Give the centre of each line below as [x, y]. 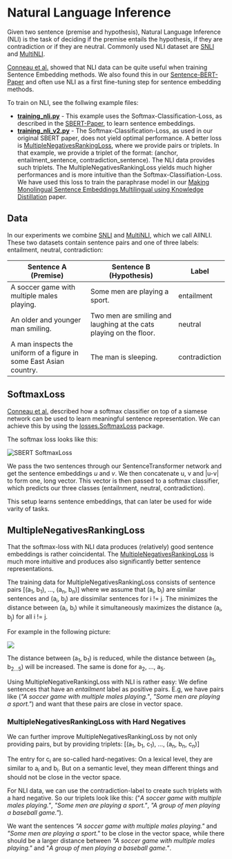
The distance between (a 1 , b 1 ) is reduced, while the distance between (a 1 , [112, 659]
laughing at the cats [122, 324]
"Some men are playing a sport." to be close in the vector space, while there [116, 833]
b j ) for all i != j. [28, 617]
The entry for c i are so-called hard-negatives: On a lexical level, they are [110, 760]
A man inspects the [42, 344]
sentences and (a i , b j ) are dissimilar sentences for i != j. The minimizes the [113, 599]
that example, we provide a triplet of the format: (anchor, [97, 153]
